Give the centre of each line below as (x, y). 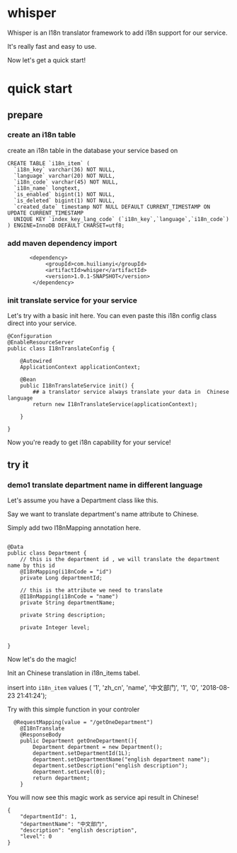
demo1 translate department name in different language (105, 485)
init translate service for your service (73, 300)
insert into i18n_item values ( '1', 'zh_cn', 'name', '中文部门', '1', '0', (103, 688)
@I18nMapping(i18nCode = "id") (66, 572)
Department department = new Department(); (98, 747)
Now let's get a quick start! (47, 60)
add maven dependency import (62, 243)
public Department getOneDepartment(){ (79, 741)
